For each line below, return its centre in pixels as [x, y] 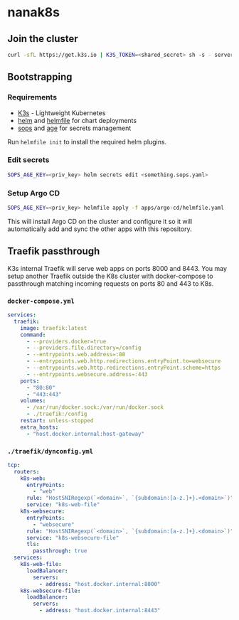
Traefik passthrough [54, 251]
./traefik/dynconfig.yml [51, 451]
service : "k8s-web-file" [63, 505]
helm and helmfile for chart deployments [77, 120]
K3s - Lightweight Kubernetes [62, 113]
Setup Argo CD [34, 193]
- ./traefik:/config [57, 414]
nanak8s [34, 12]
